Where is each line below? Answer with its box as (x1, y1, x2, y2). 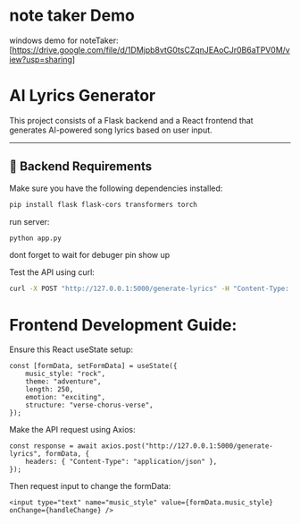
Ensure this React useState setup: (9, 344, 134, 355)
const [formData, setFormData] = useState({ (9, 362, 178, 371)
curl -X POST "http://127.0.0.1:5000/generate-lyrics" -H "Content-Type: (9, 284, 290, 294)
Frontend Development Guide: (9, 314, 237, 335)
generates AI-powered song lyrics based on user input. (9, 125, 212, 135)
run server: (9, 216, 50, 227)
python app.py (9, 234, 62, 243)
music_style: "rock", (25, 369, 105, 379)
